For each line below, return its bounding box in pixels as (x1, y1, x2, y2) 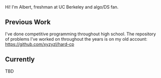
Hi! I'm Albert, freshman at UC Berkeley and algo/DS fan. (5, 4, 119, 10)
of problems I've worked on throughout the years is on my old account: (5, 36, 147, 42)
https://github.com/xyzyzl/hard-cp (5, 41, 74, 47)
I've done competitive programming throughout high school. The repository (5, 31, 156, 37)
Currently (5, 55, 35, 63)
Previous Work (5, 18, 51, 26)
